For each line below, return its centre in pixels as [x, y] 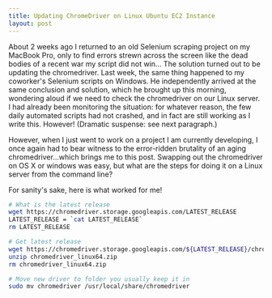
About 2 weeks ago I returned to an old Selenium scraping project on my [130, 46]
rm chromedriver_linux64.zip [57, 264]
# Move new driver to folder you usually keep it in [99, 279]
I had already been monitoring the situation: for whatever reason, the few [130, 107]
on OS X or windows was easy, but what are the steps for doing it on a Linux [136, 165]
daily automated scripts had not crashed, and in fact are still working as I [130, 115]
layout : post [30, 23]
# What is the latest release [59, 204]
